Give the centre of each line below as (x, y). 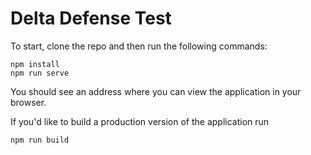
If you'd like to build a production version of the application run (140, 121)
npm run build (40, 140)
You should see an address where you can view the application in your (156, 91)
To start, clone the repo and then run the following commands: (139, 46)
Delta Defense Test (91, 18)
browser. (28, 102)
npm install (35, 64)
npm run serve (40, 73)
